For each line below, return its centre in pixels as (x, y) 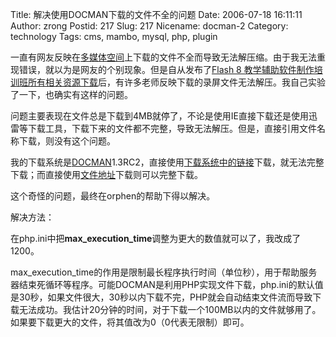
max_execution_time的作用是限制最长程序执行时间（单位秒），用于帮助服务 (164, 272)
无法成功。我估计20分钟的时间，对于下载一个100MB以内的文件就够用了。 (170, 309)
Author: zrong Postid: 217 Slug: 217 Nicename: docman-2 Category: (149, 26)
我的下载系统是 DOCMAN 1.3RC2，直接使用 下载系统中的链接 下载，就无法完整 (167, 162)
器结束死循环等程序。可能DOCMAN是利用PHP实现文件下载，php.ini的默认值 (167, 284)
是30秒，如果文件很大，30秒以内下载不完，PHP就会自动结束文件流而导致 (161, 297)
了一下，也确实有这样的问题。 (71, 94)
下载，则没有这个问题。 (67, 141)
